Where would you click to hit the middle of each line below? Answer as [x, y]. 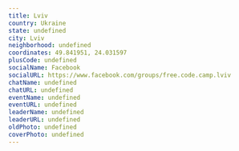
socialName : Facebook [45, 68]
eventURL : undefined [43, 105]
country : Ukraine [37, 23]
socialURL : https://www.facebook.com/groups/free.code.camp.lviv [119, 75]
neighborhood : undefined [50, 46]
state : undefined [37, 30]
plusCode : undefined [43, 61]
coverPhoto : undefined [46, 134]
